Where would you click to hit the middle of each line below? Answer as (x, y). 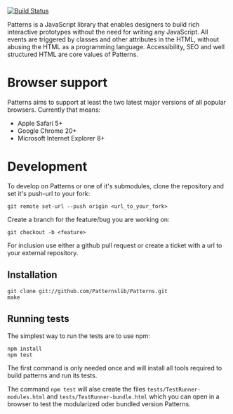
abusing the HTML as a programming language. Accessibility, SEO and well (116, 47)
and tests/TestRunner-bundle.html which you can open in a (133, 396)
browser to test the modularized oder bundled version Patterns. (99, 403)
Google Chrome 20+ (47, 131)
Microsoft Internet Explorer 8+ (61, 138)
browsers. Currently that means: (54, 110)
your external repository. (43, 252)
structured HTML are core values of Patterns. (73, 54)
